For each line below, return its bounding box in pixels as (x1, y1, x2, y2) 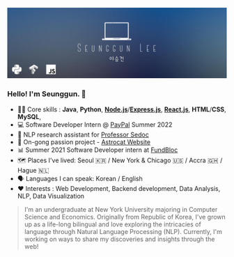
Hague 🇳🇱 (17, 166, 49, 174)
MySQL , (17, 112, 42, 120)
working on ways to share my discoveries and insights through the (24, 235, 215, 243)
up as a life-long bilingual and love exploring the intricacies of (24, 220, 202, 228)
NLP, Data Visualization (17, 192, 85, 200)
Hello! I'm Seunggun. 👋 (7, 89, 86, 99)
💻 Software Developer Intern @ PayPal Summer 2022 (17, 120, 173, 129)
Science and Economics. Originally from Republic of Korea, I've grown (24, 212, 226, 221)
